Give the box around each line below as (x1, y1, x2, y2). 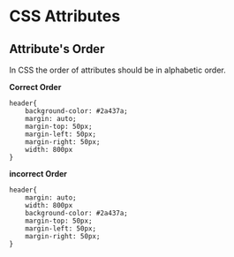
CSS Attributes (9, 6, 121, 26)
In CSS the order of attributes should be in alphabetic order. (9, 64, 227, 75)
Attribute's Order (9, 42, 105, 57)
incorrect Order (9, 169, 68, 178)
